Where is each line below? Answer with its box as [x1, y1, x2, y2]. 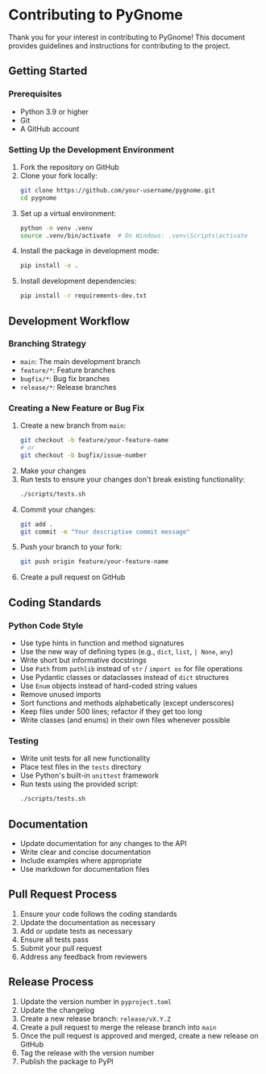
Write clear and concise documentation [19, 847, 152, 856]
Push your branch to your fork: [19, 542, 123, 552]
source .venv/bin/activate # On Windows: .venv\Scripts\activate [19, 231, 248, 239]
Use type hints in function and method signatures [19, 638, 185, 648]
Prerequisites [8, 89, 62, 100]
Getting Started [8, 64, 88, 78]
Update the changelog [19, 1005, 95, 1014]
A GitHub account [19, 123, 80, 134]
